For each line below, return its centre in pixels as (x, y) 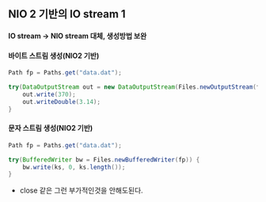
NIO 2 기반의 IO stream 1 (67, 14)
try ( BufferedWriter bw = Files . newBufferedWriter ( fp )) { (104, 160)
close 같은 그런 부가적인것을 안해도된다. (82, 191)
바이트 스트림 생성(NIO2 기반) (54, 55)
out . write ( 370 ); (49, 94)
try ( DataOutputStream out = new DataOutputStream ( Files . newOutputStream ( (133, 87)
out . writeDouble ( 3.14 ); (62, 101)
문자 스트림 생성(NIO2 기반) (51, 128)
